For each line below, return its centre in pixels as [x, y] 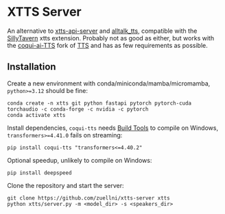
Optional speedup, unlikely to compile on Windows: [80, 160]
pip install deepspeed [39, 173]
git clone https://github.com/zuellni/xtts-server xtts [88, 198]
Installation [32, 67]
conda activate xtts [37, 115]
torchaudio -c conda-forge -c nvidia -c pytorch [78, 109]
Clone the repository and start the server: [66, 185]
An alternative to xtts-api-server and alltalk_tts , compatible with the [102, 31]
